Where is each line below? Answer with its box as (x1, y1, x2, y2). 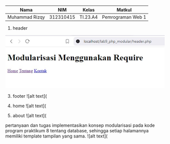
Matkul (116, 7, 132, 13)
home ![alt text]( (12, 103, 47, 109)
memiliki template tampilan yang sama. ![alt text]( (5, 133, 108, 139)
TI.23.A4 (79, 14, 98, 20)
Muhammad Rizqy (7, 14, 46, 20)
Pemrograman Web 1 (102, 14, 147, 20)
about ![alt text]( (12, 113, 47, 119)
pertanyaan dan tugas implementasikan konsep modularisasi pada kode (5, 122, 155, 128)
